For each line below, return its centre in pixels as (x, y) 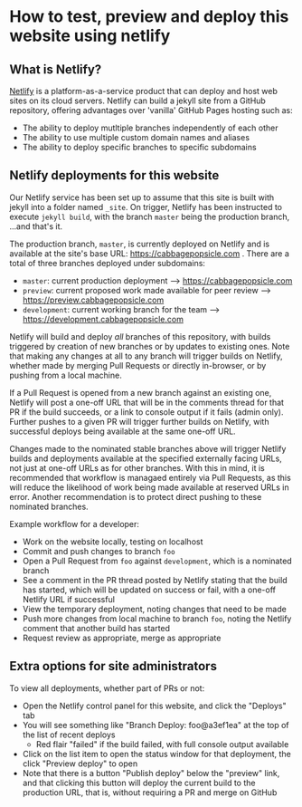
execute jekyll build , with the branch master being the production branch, (150, 216)
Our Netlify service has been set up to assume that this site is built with (142, 197)
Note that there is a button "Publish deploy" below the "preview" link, (151, 773)
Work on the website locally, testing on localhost (113, 542)
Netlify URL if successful (69, 599)
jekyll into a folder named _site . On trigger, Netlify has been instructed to (146, 207)
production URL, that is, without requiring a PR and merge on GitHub (150, 792)
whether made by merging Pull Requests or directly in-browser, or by (138, 365)
